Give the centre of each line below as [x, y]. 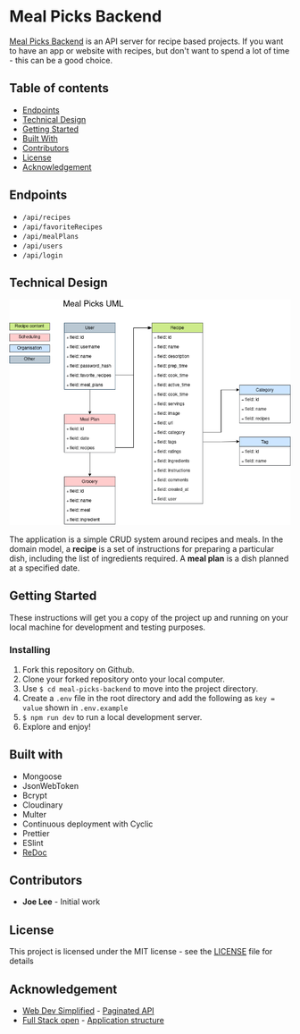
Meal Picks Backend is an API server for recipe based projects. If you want [146, 41]
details [21, 961]
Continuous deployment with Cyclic [87, 824]
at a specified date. [45, 568]
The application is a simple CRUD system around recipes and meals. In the [146, 539]
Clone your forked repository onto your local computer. [123, 679]
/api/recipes [46, 217]
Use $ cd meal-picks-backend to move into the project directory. [140, 688]
